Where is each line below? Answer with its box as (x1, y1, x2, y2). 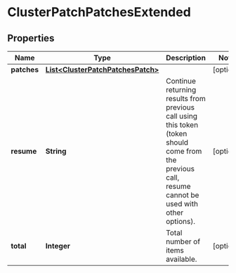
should (166, 138, 188, 147)
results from (166, 94, 206, 103)
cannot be (166, 190, 199, 200)
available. (166, 254, 197, 264)
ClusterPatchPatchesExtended (7, 4, 191, 20)
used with (166, 199, 199, 208)
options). (166, 217, 195, 226)
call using (166, 112, 198, 121)
